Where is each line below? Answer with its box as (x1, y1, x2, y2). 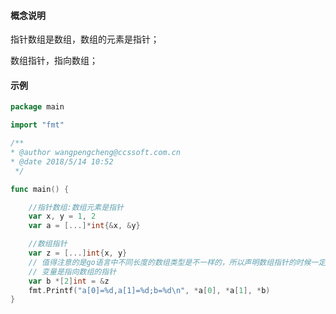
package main (10, 102, 65, 112)
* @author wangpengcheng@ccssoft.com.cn (10, 148, 182, 158)
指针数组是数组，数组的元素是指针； (10, 33, 160, 45)
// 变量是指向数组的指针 (28, 266, 117, 277)
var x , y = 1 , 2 (28, 211, 97, 222)
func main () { (10, 184, 70, 194)
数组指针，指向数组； (10, 55, 98, 67)
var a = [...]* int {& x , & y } (28, 221, 141, 231)
